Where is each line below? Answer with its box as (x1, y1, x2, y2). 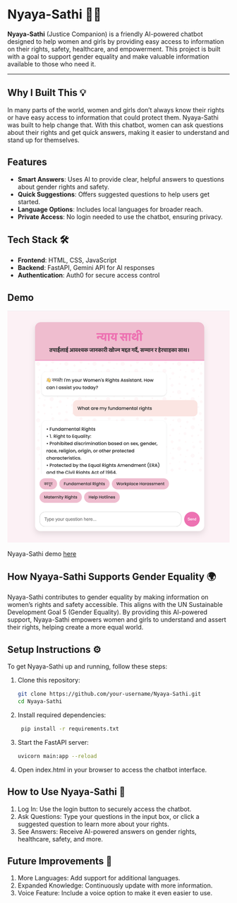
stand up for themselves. (7, 136, 80, 144)
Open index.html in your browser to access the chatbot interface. (17, 765, 207, 774)
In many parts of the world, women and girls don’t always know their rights (7, 105, 224, 114)
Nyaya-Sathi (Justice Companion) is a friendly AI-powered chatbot (7, 30, 203, 38)
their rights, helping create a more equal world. (7, 623, 144, 632)
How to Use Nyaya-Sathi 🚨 (7, 786, 126, 798)
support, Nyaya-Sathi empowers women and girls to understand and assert (7, 615, 227, 624)
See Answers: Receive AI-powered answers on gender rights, (17, 827, 197, 836)
